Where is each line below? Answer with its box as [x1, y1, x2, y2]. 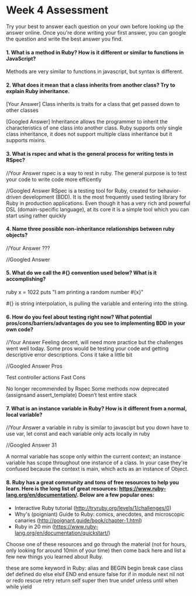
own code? [6, 326, 34, 333]
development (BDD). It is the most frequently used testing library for [22, 193, 187, 200]
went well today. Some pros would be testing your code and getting [6, 345, 169, 352]
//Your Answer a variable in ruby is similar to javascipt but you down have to [6, 424, 189, 431]
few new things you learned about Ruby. [6, 553, 104, 560]
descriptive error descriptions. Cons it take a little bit [6, 351, 133, 358]
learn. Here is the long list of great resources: [6, 485, 118, 492]
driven [6, 193, 22, 200]
